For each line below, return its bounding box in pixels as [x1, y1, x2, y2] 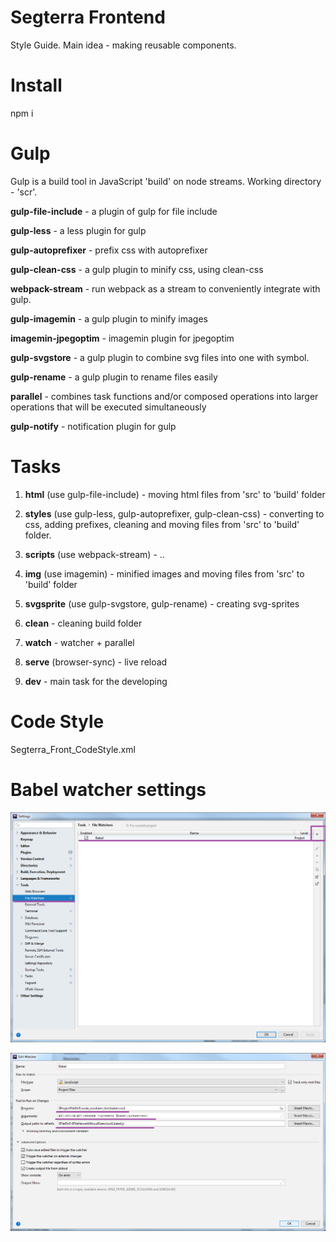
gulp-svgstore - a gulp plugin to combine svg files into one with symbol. [10, 351, 310, 363]
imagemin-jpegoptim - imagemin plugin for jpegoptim [10, 332, 235, 344]
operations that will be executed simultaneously [10, 401, 207, 413]
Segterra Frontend [10, 6, 166, 29]
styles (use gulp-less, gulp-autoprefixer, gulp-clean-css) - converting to [24, 507, 325, 520]
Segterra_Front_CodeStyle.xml [10, 743, 136, 755]
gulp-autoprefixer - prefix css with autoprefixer [10, 244, 208, 256]
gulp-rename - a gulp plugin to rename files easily [10, 371, 218, 383]
